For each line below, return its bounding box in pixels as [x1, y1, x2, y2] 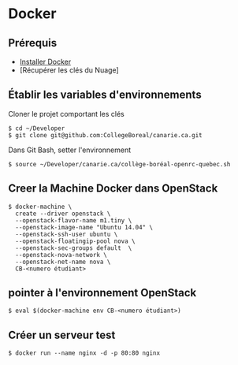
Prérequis [8, 36, 58, 50]
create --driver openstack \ [15, 210, 111, 218]
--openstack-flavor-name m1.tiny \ [15, 216, 132, 225]
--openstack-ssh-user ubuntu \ [15, 230, 118, 238]
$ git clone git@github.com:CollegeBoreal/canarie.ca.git [8, 131, 203, 139]
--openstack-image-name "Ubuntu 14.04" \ [15, 223, 154, 231]
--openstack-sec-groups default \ [15, 244, 132, 252]
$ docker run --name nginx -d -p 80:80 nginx [8, 349, 160, 357]
